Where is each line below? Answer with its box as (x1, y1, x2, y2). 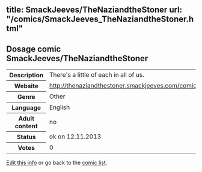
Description (9, 71, 44, 80)
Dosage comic (6, 44, 61, 54)
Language (11, 104, 41, 112)
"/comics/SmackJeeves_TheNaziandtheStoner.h (6, 14, 194, 25)
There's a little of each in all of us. (49, 71, 144, 79)
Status (16, 133, 36, 141)
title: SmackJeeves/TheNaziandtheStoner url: (6, 5, 183, 15)
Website (14, 82, 39, 90)
